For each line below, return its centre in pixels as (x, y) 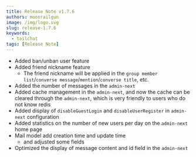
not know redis (33, 104)
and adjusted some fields (54, 142)
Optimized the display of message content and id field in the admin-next (101, 148)
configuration (43, 117)
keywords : (18, 33)
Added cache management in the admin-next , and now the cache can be (102, 92)
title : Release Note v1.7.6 (40, 11)
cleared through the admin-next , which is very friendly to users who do (100, 98)
